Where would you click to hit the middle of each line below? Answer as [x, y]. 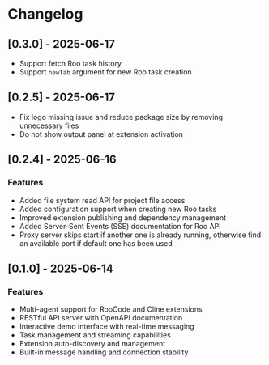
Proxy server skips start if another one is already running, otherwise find [140, 235]
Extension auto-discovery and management [92, 344]
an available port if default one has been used [96, 243]
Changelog [45, 14]
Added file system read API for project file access [102, 200]
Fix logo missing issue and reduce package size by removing [121, 117]
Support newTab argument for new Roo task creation [105, 72]
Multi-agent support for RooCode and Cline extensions [111, 309]
